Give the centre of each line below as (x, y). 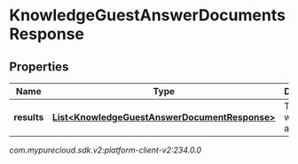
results (29, 117)
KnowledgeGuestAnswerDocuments (148, 15)
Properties (39, 67)
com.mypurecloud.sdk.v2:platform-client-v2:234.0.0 (106, 150)
